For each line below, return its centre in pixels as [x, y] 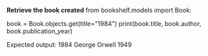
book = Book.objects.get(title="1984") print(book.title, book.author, [104, 23]
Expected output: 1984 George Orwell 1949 [69, 44]
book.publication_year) [40, 31]
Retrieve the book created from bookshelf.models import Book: [99, 10]
